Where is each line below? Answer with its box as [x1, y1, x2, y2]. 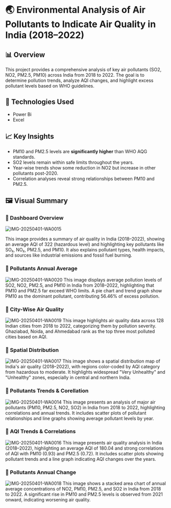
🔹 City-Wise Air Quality [5, 306, 64, 313]
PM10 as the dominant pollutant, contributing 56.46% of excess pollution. [5, 293, 160, 299]
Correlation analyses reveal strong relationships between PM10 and [12, 175, 155, 182]
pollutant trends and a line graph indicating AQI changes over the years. [5, 456, 157, 462]
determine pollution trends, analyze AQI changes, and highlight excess [5, 77, 154, 83]
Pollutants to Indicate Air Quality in [5, 18, 156, 30]
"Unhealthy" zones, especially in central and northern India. [5, 374, 131, 380]
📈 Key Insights [5, 132, 55, 141]
